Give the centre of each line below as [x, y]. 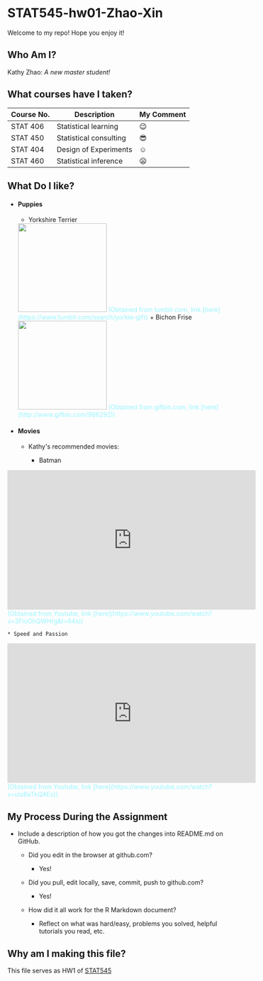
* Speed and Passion [38, 634]
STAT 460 [28, 161]
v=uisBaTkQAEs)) [33, 795]
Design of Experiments [94, 149]
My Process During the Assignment [88, 817]
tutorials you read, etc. [72, 931]
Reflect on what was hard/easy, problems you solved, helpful [128, 924]
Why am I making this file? [67, 954]
